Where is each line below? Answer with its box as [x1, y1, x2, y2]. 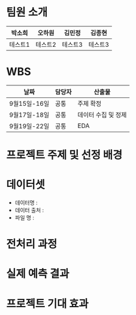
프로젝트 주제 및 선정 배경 [6, 148, 123, 162]
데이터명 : [14, 199, 38, 206]
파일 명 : [14, 214, 35, 221]
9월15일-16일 [9, 99, 50, 108]
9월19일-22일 [9, 121, 50, 130]
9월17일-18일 [9, 111, 50, 119]
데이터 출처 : [14, 207, 44, 213]
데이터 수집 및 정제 [77, 111, 127, 119]
